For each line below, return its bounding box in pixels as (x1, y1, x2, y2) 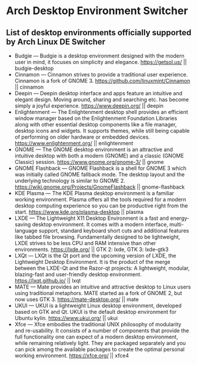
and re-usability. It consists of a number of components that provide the (14, 327, 189, 334)
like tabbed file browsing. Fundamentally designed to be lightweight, (14, 233, 181, 240)
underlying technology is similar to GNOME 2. (14, 178, 125, 184)
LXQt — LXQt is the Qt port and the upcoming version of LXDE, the (14, 252, 176, 259)
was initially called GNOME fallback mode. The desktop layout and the (14, 171, 185, 178)
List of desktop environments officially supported (6, 28, 192, 38)
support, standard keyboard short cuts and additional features (38, 227, 189, 234)
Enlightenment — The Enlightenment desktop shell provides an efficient (14, 109, 188, 115)
